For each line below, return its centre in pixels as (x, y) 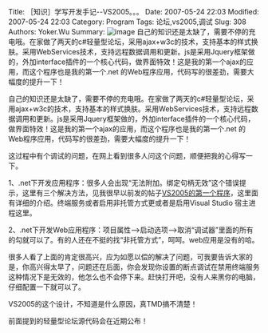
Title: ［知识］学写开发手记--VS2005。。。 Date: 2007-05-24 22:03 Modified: (134, 12)
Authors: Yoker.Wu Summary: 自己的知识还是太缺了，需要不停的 (128, 32)
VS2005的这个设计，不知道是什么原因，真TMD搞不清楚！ (103, 304)
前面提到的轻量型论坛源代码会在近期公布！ (78, 321)
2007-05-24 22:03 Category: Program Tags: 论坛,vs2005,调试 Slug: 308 (128, 22)
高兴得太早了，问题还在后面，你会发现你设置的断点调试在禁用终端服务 (144, 267)
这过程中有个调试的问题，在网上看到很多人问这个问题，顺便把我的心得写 (127, 156)
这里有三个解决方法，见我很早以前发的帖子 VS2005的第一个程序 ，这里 (137, 193)
